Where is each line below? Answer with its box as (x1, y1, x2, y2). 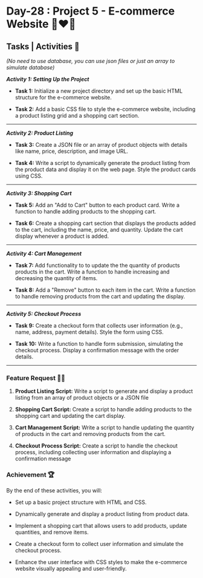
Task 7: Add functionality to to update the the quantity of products (14, 262, 180, 269)
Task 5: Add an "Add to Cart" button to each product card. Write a (14, 201, 180, 209)
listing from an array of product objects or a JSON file (14, 394, 149, 402)
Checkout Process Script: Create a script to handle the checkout (14, 442, 178, 449)
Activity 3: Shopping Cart (6, 190, 72, 197)
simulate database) (6, 64, 55, 71)
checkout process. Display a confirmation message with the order (14, 347, 179, 354)
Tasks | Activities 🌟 (6, 41, 80, 52)
